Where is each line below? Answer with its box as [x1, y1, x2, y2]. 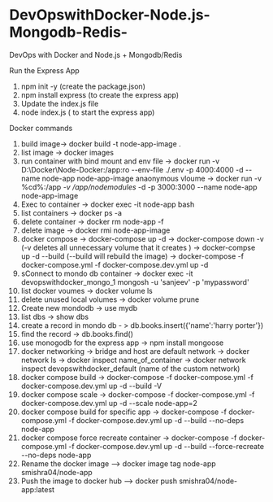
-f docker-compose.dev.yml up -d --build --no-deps [68, 415, 245, 425]
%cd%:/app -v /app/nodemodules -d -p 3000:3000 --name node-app [20, 181, 258, 192]
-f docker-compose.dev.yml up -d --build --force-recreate [68, 441, 265, 451]
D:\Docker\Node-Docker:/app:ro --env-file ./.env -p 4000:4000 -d [20, 164, 244, 174]
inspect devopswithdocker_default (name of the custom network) [20, 364, 240, 373]
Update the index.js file [20, 98, 99, 108]
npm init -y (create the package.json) [20, 81, 145, 91]
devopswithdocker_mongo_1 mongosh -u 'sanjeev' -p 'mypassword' [20, 277, 250, 286]
